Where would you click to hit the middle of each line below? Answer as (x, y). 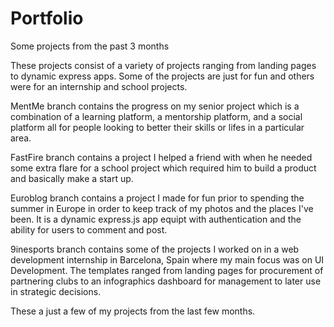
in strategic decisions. (56, 291)
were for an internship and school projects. (99, 86)
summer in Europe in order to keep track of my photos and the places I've (162, 208)
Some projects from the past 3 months (90, 46)
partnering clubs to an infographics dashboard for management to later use (166, 281)
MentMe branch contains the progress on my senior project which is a (155, 106)
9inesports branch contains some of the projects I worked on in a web (155, 249)
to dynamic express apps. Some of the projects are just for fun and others (162, 76)
